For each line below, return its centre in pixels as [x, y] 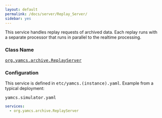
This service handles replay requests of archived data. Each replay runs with [81, 32]
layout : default [21, 9]
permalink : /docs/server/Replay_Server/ [46, 14]
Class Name [19, 50]
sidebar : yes [18, 18]
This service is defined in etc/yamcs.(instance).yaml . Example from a [79, 83]
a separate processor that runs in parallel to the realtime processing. [73, 37]
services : [15, 106]
